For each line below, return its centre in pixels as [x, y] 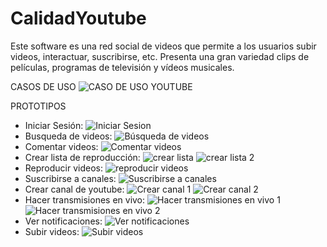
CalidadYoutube [78, 18]
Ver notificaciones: [63, 221]
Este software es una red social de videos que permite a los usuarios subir [163, 46]
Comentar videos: [61, 146]
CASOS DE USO [43, 86]
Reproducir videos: [64, 168]
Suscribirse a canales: [70, 178]
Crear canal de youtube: [74, 189]
